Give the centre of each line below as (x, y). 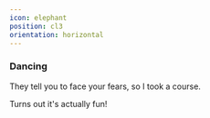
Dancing (29, 66)
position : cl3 (37, 26)
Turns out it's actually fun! (58, 103)
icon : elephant (38, 18)
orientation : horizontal (57, 34)
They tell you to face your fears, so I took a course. (105, 86)
